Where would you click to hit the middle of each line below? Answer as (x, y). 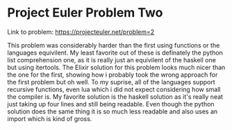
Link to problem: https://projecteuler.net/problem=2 (81, 32)
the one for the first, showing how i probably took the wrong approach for (113, 75)
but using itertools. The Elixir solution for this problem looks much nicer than (116, 67)
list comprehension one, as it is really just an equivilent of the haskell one (112, 59)
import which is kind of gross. (50, 118)
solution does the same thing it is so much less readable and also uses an (113, 111)
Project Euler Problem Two (85, 13)
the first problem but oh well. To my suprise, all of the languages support (111, 82)
